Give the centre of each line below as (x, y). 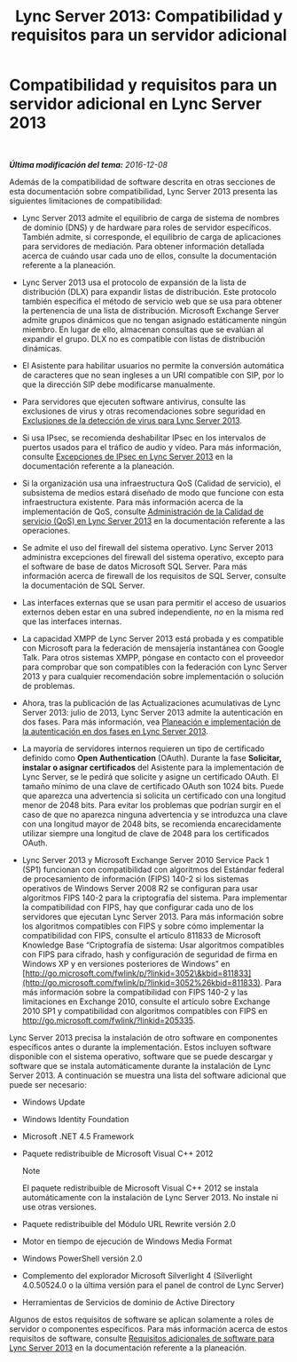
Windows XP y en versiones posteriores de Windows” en (126, 963)
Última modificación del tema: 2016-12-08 (89, 164)
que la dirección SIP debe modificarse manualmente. (118, 384)
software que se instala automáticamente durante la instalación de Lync (140, 1065)
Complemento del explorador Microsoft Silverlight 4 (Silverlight (137, 1275)
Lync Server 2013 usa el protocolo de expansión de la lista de (134, 282)
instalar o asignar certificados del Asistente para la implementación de (153, 767)
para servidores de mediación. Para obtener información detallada (143, 246)
